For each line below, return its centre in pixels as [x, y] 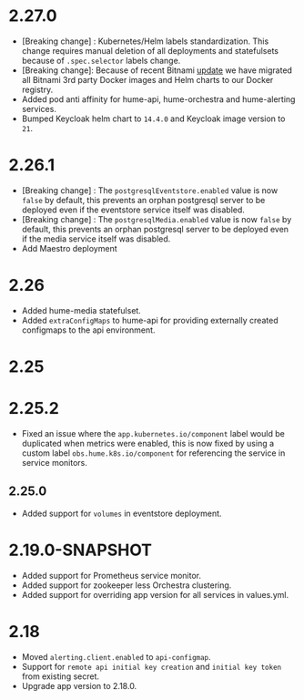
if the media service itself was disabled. [96, 239]
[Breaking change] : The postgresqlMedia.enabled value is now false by [157, 219]
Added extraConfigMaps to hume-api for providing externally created [150, 320]
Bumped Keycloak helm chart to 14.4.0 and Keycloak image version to [153, 118]
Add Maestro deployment [69, 248]
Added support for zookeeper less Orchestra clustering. [127, 585]
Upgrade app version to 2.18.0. [79, 685]
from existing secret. [61, 676]
